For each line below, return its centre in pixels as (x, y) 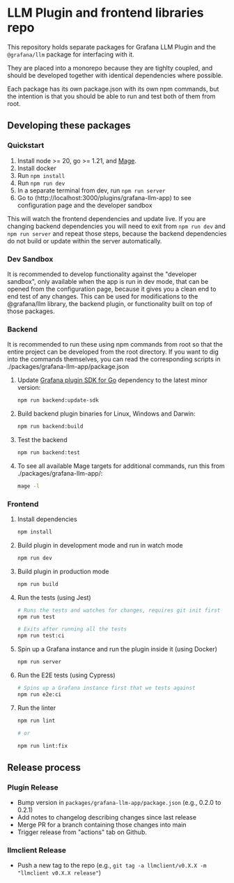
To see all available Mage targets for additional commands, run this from (121, 466)
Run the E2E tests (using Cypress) (67, 675)
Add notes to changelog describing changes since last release (107, 817)
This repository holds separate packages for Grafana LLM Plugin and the (111, 47)
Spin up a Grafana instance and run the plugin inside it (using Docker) (117, 649)
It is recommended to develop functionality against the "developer (102, 274)
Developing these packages (69, 126)
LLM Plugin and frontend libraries (106, 13)
